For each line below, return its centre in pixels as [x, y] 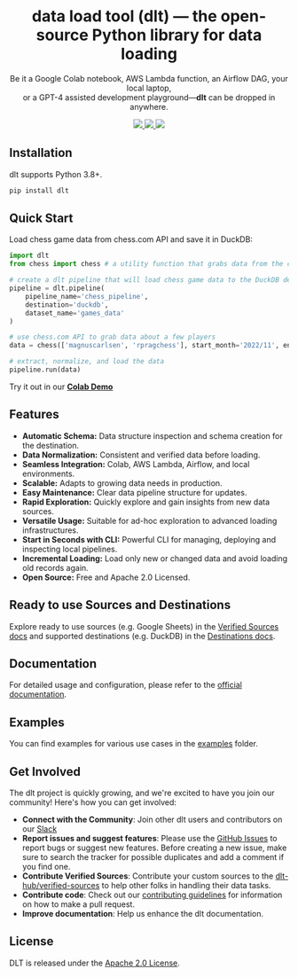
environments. [48, 473]
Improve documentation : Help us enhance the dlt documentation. [143, 914]
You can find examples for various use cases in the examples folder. [134, 744]
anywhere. [149, 106]
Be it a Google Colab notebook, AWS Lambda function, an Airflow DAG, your [149, 78]
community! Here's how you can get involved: [93, 802]
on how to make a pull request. [78, 904]
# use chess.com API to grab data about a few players [113, 337]
